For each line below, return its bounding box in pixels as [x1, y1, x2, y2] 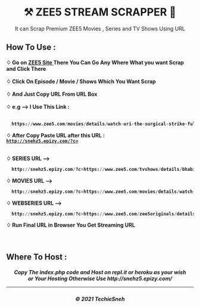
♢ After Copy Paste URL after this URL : [6, 131, 105, 139]
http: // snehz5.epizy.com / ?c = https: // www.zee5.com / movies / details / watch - [11, 189, 196, 195]
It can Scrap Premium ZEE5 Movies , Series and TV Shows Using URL [14, 25, 186, 32]
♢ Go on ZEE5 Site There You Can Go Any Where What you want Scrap [6, 59, 185, 66]
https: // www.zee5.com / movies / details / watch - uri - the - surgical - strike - [11, 121, 187, 127]
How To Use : [6, 42, 56, 52]
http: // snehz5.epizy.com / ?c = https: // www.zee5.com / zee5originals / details [11, 211, 196, 217]
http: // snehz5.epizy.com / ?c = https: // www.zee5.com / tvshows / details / [11, 166, 183, 172]
